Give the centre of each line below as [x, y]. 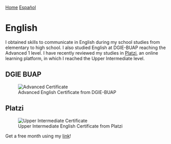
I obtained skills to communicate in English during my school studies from [83, 42]
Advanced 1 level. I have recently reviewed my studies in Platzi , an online [82, 53]
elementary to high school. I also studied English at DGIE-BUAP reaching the [86, 47]
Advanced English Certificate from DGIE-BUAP [67, 92]
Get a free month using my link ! [38, 136]
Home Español [21, 7]
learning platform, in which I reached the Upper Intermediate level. [75, 58]
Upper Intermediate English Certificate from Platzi [70, 126]
